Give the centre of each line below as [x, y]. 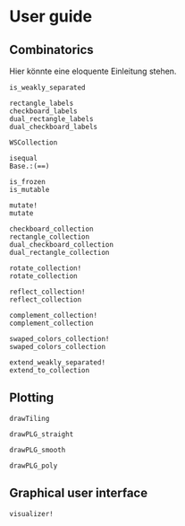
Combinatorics [51, 50]
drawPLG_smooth [38, 450]
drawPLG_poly [34, 465]
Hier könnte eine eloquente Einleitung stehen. [93, 71]
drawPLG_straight [42, 434]
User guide [50, 17]
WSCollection [34, 143]
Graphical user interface [79, 493]
